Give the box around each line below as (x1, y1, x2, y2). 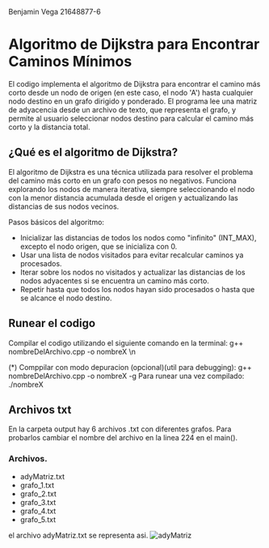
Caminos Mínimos (8, 53, 132, 71)
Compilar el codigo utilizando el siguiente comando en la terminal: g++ (8, 338, 244, 347)
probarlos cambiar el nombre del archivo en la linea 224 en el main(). (8, 433, 238, 443)
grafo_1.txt (19, 480, 55, 490)
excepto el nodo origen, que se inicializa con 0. (19, 241, 178, 251)
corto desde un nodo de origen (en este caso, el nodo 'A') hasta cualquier (8, 87, 254, 97)
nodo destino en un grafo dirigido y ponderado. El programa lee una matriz (8, 96, 258, 106)
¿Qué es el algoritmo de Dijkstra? (8, 146, 179, 159)
